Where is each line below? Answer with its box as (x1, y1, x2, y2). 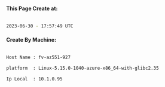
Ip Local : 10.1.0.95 (6, 76, 63, 82)
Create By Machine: (6, 36, 57, 43)
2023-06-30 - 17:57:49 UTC (6, 23, 74, 29)
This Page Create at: (6, 5, 58, 12)
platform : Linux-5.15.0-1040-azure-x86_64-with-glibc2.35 (6, 66, 160, 72)
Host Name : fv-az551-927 (6, 54, 71, 61)
